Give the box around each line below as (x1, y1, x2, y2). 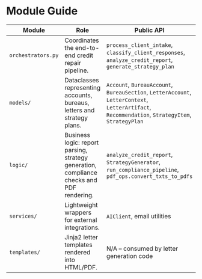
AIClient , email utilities (106, 212, 171, 220)
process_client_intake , (106, 40, 173, 49)
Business (64, 130, 90, 139)
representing (64, 83, 101, 91)
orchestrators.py (9, 52, 59, 58)
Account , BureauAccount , (106, 80, 173, 88)
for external (64, 215, 97, 224)
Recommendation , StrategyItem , (106, 110, 192, 118)
